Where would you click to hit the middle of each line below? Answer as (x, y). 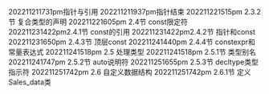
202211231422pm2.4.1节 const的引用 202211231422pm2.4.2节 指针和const (132, 32)
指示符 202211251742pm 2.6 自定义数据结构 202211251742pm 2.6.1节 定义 (130, 72)
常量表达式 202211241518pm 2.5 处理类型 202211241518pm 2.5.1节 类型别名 (132, 52)
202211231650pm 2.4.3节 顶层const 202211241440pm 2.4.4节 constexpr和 (132, 42)
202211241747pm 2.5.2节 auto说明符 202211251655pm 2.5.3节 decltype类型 (133, 62)
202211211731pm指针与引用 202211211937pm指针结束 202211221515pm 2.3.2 (135, 12)
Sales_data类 (30, 82)
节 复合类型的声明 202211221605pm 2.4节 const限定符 (98, 22)
